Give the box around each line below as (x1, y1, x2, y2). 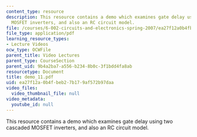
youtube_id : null (11, 101, 54, 108)
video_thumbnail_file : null (11, 91, 80, 96)
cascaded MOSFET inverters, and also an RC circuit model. (6, 124, 149, 131)
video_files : (6, 85, 38, 91)
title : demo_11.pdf (6, 74, 54, 80)
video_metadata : (6, 96, 46, 102)
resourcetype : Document (6, 69, 64, 75)
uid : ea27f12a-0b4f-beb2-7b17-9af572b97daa (6, 80, 114, 86)
